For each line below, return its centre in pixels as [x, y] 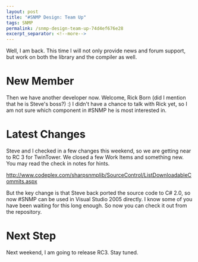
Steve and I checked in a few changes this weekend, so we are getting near [99, 151]
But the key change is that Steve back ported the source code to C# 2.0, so [98, 193]
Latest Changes [46, 134]
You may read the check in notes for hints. [58, 163]
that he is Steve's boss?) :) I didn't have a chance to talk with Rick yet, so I [97, 104]
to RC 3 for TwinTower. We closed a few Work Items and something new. [95, 157]
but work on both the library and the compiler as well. [72, 57]
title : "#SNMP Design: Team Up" [46, 17]
